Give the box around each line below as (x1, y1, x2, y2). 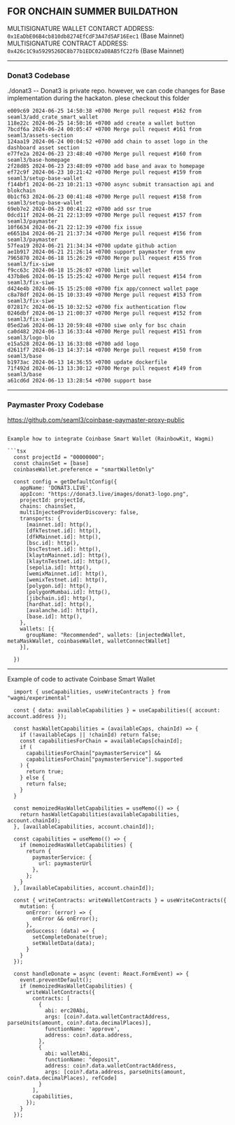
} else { (20, 774, 45, 782)
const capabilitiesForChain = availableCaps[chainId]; (20, 738, 183, 745)
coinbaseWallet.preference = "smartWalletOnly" (13, 466, 155, 474)
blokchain (7, 187, 36, 195)
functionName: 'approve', (44, 1026, 120, 1033)
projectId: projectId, (20, 497, 86, 504)
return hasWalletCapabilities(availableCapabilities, (20, 811, 180, 818)
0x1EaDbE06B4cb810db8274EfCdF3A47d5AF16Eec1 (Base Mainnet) (7, 32, 185, 40)
